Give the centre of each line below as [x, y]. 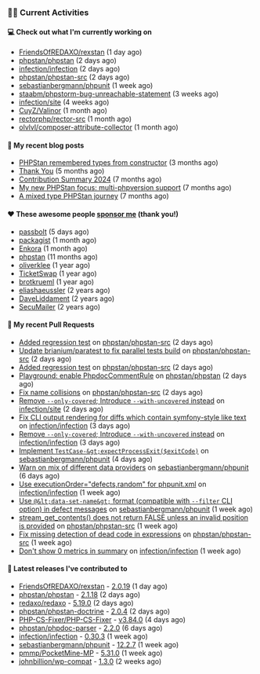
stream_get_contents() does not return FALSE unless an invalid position [133, 517]
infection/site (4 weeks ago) [64, 102]
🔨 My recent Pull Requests [51, 324]
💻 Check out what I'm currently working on [79, 31]
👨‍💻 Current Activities [48, 13]
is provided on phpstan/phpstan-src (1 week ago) [98, 526]
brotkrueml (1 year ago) [56, 281]
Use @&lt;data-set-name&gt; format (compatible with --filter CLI [125, 500]
